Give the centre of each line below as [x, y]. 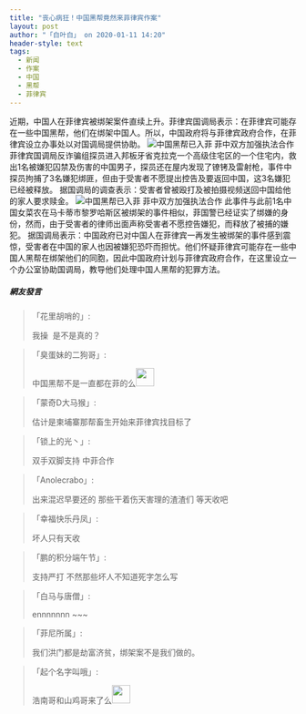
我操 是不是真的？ [66, 336]
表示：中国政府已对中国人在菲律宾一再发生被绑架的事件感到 [171, 235]
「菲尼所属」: [57, 633]
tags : [20, 52]
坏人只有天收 [56, 538]
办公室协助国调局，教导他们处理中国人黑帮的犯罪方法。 [121, 269]
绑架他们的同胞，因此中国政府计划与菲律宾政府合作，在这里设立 [168, 258]
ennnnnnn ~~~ [60, 615]
